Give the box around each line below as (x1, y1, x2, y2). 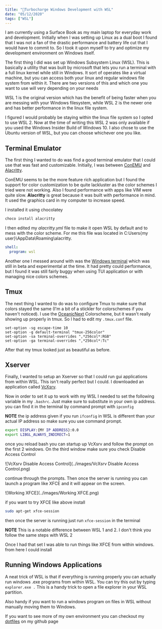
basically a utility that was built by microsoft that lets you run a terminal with (5, 65, 156, 70)
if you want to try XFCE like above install (5, 499, 86, 506)
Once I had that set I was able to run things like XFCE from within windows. (5, 542, 155, 547)
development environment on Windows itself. (5, 50, 95, 56)
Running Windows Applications (5, 561, 103, 569)
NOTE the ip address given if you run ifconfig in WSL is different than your (5, 413, 155, 419)
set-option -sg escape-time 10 (5, 325, 68, 331)
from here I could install (5, 547, 52, 553)
